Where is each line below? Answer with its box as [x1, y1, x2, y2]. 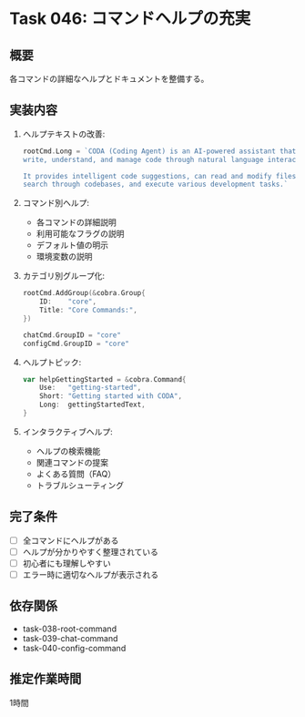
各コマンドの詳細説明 [36, 217, 117, 228]
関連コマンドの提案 [36, 456, 109, 467]
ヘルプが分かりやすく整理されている [22, 546, 159, 557]
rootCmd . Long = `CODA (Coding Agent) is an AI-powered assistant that [22, 147, 297, 156]
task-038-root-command [22, 623, 117, 634]
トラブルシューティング [36, 479, 125, 490]
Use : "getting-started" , [39, 384, 142, 393]
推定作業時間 [9, 671, 82, 687]
